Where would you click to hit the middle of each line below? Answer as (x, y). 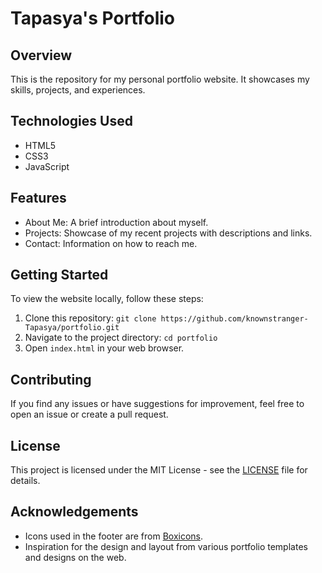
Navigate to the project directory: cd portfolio (121, 338)
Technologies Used (71, 121)
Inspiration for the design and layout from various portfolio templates (166, 546)
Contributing (51, 379)
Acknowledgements (74, 512)
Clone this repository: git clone (90, 318)
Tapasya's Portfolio (93, 18)
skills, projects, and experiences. (78, 90)
